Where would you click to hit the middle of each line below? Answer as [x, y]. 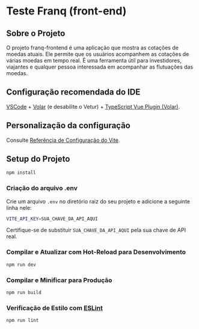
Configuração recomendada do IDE [73, 92]
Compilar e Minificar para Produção [59, 280]
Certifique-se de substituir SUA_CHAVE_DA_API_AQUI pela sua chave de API [96, 230]
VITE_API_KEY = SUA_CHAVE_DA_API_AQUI [52, 219]
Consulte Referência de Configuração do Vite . [63, 140]
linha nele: [19, 208]
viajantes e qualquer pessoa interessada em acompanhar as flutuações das [100, 67]
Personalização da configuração [68, 125]
